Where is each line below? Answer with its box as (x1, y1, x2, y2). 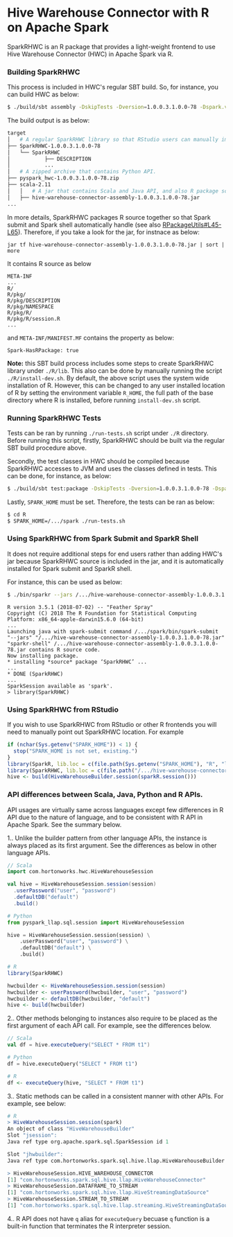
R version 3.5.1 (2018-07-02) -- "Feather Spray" (7, 604, 154, 611)
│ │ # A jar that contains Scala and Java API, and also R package (7, 187, 218, 195)
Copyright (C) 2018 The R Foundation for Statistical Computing (7, 610, 197, 617)
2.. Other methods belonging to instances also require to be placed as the (7, 1014, 218, 1023)
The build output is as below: (7, 116, 90, 125)
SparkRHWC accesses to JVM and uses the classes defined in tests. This (7, 464, 217, 473)
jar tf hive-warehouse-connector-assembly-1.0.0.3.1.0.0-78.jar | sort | (7, 241, 225, 248)
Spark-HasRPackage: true (7, 346, 79, 354)
